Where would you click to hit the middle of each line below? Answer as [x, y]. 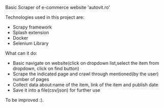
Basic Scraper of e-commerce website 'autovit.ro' [58, 7]
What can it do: [21, 53]
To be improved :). [25, 100]
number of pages [31, 79]
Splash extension [31, 32]
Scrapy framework [32, 27]
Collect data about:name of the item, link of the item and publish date [85, 85]
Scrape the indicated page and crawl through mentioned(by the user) [86, 74]
